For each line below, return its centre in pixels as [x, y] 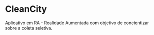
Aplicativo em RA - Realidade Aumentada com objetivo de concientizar [77, 23]
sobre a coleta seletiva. [29, 28]
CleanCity [26, 9]
